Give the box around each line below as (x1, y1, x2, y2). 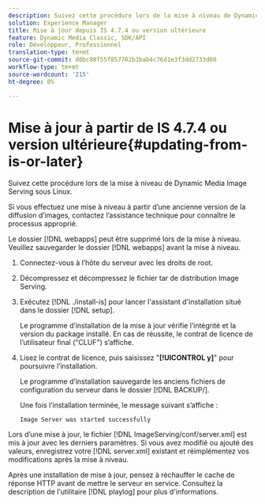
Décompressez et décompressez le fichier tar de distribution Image (19, 274, 239, 283)
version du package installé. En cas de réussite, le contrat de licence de (19, 329, 254, 339)
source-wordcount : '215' (8, 70, 90, 78)
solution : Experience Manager (8, 19, 108, 27)
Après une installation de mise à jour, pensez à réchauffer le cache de (8, 470, 235, 479)
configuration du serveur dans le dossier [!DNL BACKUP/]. (19, 385, 210, 395)
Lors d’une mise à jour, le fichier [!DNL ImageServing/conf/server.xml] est (8, 430, 247, 439)
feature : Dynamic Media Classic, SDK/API (8, 33, 147, 42)
